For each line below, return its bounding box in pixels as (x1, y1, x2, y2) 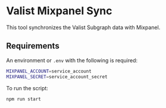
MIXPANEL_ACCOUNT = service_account (6, 68, 92, 74)
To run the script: (6, 84, 49, 91)
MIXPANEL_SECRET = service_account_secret (6, 74, 108, 80)
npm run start (6, 96, 42, 102)
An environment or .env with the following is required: (6, 56, 138, 63)
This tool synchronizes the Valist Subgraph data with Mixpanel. (6, 24, 161, 31)
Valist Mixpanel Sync (6, 4, 112, 18)
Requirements (6, 41, 59, 51)
